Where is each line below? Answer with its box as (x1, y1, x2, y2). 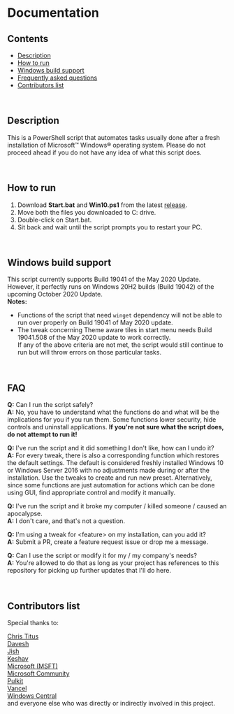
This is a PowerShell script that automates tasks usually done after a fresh (7, 133, 220, 141)
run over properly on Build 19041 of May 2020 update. (17, 318, 173, 327)
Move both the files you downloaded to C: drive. (17, 208, 156, 216)
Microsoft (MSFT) (7, 662, 58, 671)
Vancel (7, 684, 27, 693)
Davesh (7, 640, 29, 648)
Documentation (7, 5, 100, 21)
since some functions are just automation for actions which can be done (7, 481, 215, 490)
